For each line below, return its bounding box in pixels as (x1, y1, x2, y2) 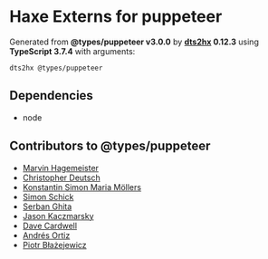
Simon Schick (22, 191, 74, 202)
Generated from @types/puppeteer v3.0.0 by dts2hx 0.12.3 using (9, 36, 260, 47)
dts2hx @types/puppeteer (9, 63, 103, 72)
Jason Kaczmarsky (22, 210, 94, 221)
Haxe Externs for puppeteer (9, 6, 223, 27)
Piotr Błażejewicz (22, 239, 88, 250)
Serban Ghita (22, 201, 72, 212)
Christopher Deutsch (22, 172, 101, 183)
